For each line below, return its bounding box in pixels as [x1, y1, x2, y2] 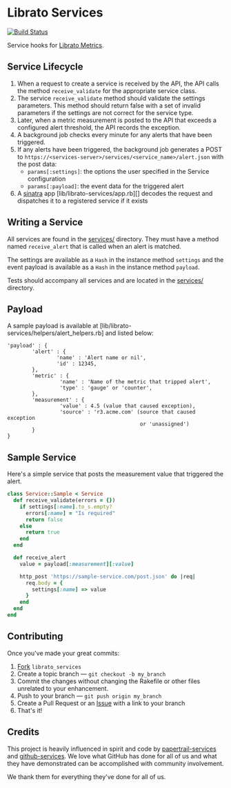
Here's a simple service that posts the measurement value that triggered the [7, 470, 224, 478]
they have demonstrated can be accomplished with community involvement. [7, 759, 224, 767]
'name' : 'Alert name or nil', [56, 354, 147, 361]
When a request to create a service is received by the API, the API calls [17, 79, 219, 88]
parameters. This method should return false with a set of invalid [17, 101, 201, 110]
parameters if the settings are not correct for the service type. [17, 108, 194, 117]
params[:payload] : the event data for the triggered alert [27, 181, 184, 190]
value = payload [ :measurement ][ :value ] [19, 560, 134, 567]
